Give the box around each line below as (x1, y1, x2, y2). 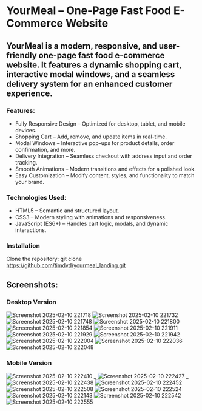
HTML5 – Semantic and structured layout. (15, 207, 120, 214)
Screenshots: (6, 279, 59, 290)
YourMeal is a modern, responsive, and (6, 41, 158, 51)
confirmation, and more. (15, 146, 76, 153)
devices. (15, 126, 37, 134)
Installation (6, 242, 41, 250)
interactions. (15, 226, 47, 234)
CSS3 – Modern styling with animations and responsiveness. (15, 214, 167, 221)
